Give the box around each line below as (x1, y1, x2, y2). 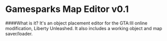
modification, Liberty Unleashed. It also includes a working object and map (5, 25, 162, 31)
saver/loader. (5, 30, 33, 36)
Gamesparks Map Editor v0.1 (5, 3, 129, 15)
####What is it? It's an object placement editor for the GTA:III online (5, 20, 148, 26)
